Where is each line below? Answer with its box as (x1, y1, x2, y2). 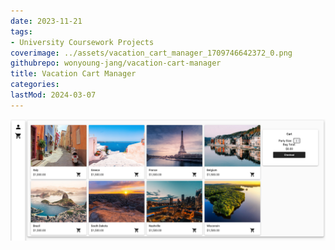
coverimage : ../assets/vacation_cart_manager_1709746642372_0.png (10, 48, 293, 58)
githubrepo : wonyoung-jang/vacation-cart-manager (10, 58, 222, 69)
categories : (10, 80, 60, 90)
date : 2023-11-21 (10, 16, 83, 26)
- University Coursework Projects (10, 37, 155, 47)
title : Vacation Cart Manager (10, 69, 137, 79)
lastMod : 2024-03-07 (10, 90, 97, 100)
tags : (10, 26, 33, 37)
